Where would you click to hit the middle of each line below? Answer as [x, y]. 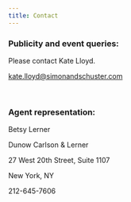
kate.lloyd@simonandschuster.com [65, 76]
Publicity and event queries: [64, 43]
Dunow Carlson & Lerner [48, 145]
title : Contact [33, 16]
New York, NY [31, 176]
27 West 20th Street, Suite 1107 [59, 161]
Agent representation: [52, 112]
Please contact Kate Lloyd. [52, 60]
